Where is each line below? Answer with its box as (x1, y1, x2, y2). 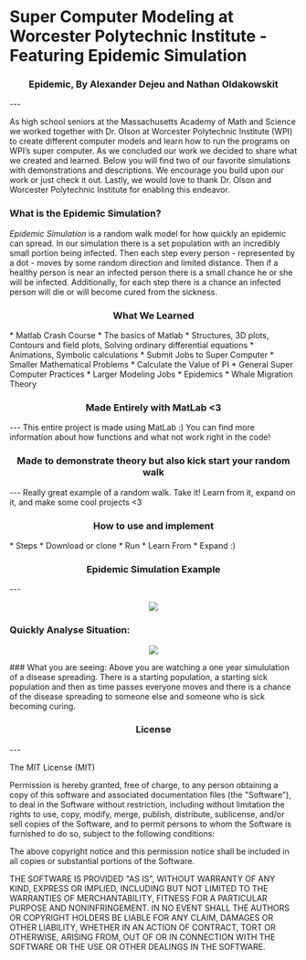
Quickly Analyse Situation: (9, 624, 131, 636)
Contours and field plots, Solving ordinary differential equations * (9, 340, 254, 351)
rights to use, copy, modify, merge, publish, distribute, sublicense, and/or (9, 808, 285, 819)
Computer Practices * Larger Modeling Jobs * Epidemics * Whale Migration (9, 368, 294, 380)
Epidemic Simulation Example (86, 562, 221, 575)
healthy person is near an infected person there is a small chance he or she (9, 267, 293, 278)
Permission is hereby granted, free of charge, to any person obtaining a (9, 779, 279, 790)
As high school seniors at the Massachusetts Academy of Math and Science (9, 116, 297, 127)
